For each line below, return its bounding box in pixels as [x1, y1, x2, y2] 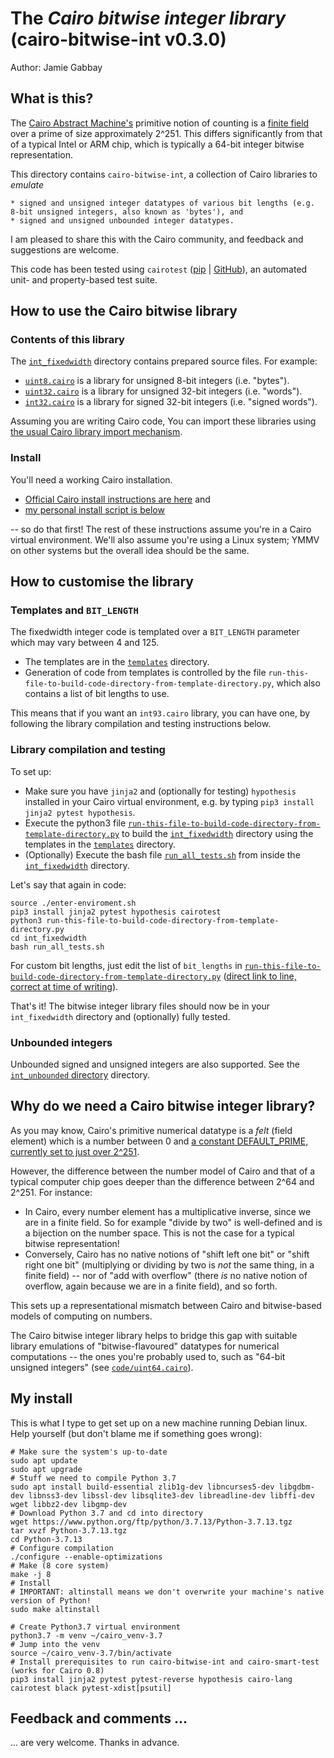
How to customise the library [10, 573, 194, 591]
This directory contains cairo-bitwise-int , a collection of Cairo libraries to [10, 168, 318, 180]
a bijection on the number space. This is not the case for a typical [24, 1227, 295, 1239]
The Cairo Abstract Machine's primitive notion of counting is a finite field [10, 117, 310, 129]
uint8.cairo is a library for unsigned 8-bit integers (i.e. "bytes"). [24, 375, 290, 387]
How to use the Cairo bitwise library [10, 303, 238, 320]
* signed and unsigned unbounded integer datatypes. [10, 215, 235, 226]
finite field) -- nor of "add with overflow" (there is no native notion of [24, 1269, 308, 1281]
